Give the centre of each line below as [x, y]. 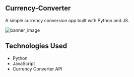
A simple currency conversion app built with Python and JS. [67, 20]
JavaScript [24, 63]
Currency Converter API [37, 69]
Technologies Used [36, 46]
